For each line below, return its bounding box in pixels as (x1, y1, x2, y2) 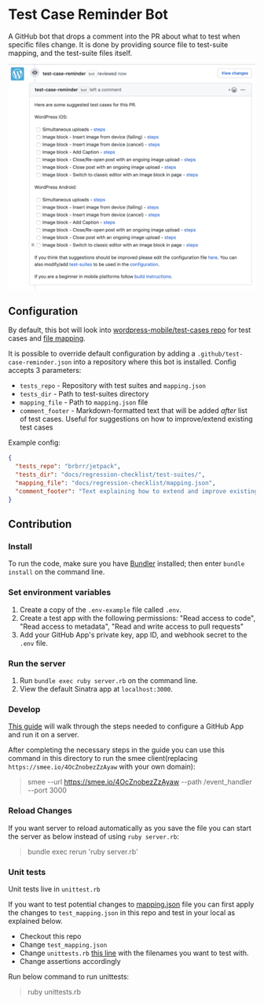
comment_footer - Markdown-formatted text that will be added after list (19, 406, 247, 415)
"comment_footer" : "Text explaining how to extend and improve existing (15, 487, 258, 495)
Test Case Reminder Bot (8, 6, 169, 24)
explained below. (8, 916, 63, 925)
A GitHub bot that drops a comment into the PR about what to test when (8, 31, 240, 41)
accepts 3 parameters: (8, 366, 82, 375)
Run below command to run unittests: (8, 972, 130, 981)
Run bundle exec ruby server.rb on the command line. (19, 676, 198, 685)
